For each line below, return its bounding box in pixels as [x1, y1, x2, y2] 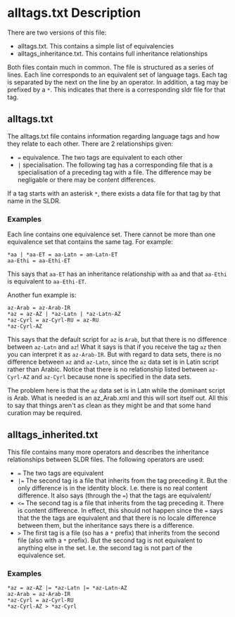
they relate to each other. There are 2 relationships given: [7, 139, 174, 148]
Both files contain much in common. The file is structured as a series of [7, 63, 215, 71]
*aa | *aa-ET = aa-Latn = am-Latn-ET [7, 251, 118, 258]
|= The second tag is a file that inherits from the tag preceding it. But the [17, 476, 228, 485]
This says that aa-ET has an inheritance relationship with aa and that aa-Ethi [7, 269, 227, 279]
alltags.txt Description [7, 5, 141, 21]
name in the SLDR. [7, 196, 61, 205]
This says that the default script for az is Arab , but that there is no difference [7, 336, 227, 344]
